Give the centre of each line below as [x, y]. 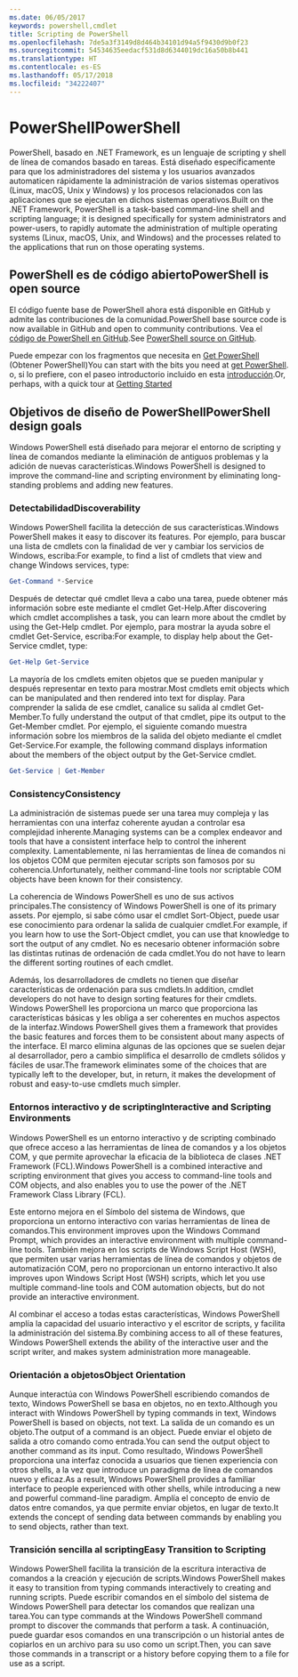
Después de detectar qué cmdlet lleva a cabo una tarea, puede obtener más [149, 599]
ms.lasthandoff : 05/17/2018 [61, 76]
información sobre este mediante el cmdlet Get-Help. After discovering [138, 608]
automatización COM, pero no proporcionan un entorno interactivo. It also [143, 1268]
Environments [40, 1118]
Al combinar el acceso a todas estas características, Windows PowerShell [145, 1314]
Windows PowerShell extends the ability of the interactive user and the [139, 1342]
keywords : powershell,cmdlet [63, 26]
